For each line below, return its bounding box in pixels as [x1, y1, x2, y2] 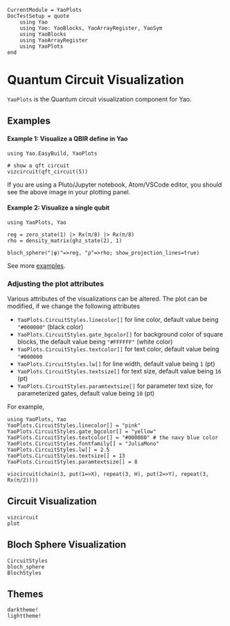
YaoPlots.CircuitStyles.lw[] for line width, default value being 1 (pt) [17, 359, 215, 368]
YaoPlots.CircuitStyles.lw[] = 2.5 [7, 446, 110, 454]
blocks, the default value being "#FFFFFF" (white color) [17, 337, 173, 346]
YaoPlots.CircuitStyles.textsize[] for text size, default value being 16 [17, 367, 222, 375]
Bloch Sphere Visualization [7, 539, 127, 551]
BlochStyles [7, 569, 42, 576]
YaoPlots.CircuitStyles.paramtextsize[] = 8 [7, 459, 138, 466]
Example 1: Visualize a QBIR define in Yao [7, 134, 128, 142]
